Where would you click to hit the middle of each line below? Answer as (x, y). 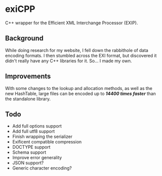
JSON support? (28, 163)
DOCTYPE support (31, 147)
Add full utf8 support (34, 132)
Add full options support (37, 126)
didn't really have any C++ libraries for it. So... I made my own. (69, 61)
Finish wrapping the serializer (42, 136)
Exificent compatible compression (47, 142)
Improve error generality (37, 158)
